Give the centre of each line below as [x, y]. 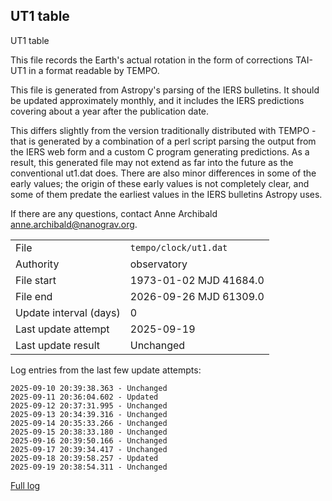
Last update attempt [62, 329]
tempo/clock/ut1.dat [178, 247]
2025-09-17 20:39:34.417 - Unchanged [89, 449]
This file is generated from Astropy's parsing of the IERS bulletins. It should [165, 90]
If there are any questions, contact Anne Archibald [114, 213]
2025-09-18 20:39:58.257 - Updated [84, 458]
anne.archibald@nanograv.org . [74, 224]
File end [34, 296]
